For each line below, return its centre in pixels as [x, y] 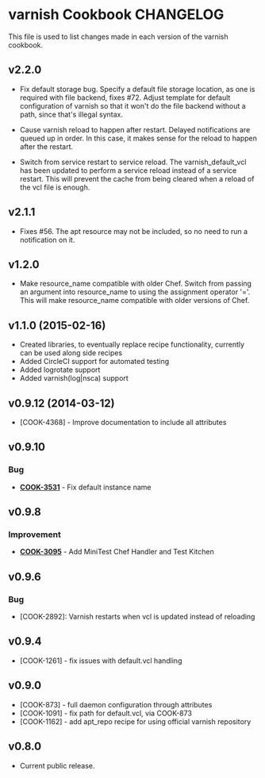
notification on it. [47, 240]
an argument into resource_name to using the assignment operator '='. [135, 292]
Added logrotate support [60, 370]
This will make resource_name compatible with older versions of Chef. [134, 301]
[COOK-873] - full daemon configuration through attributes [116, 704]
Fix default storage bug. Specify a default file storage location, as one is [137, 89]
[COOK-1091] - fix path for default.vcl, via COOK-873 [106, 713]
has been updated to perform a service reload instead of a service [128, 170]
